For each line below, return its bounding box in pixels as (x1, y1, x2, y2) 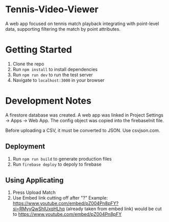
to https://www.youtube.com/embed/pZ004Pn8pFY (12, 211, 122, 217)
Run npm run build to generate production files (12, 156, 112, 162)
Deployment (5, 142, 45, 151)
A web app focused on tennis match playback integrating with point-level (5, 20, 159, 27)
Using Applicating (5, 176, 64, 185)
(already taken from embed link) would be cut (65, 206, 162, 212)
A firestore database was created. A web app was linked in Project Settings (5, 112, 163, 118)
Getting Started (5, 44, 73, 56)
